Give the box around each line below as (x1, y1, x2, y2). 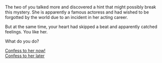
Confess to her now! (5, 48, 46, 53)
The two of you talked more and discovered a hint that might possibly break (5, 4, 156, 10)
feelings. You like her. (5, 29, 48, 34)
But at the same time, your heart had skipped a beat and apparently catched (5, 24, 158, 30)
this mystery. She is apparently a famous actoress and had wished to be (5, 9, 149, 15)
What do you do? (5, 38, 39, 44)
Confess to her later (5, 53, 45, 59)
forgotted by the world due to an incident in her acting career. (5, 15, 128, 20)
